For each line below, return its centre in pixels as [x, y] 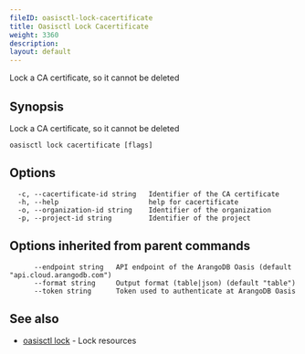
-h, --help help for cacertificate [128, 202]
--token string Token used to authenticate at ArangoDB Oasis [165, 291]
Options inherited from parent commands [130, 246]
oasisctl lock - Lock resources [79, 341]
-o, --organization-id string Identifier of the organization [145, 210]
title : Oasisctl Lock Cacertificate [79, 26]
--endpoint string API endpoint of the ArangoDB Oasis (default [163, 267]
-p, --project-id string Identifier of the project [134, 218]
